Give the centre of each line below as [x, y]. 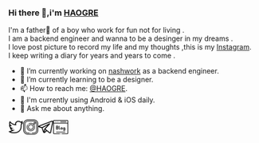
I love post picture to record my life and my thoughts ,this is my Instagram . [130, 47]
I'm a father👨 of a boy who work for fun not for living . [96, 30]
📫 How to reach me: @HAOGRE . [74, 89]
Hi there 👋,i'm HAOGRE [53, 13]
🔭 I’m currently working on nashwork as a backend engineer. [119, 71]
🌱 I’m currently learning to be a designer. [86, 80]
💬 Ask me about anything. [62, 109]
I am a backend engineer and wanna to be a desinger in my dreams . [121, 38]
